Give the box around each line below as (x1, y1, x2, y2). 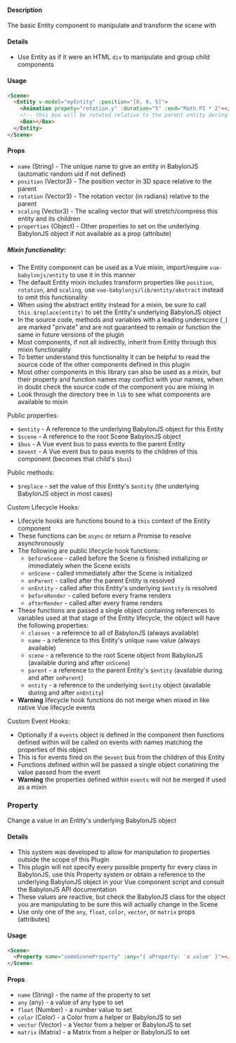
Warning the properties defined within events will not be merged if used (17, 775, 226, 784)
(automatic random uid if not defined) (17, 169, 126, 178)
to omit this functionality (17, 292, 88, 302)
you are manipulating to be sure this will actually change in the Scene (17, 900, 218, 909)
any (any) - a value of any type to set (17, 998, 124, 1006)
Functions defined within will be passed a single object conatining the (17, 760, 219, 769)
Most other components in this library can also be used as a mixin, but (17, 368, 221, 376)
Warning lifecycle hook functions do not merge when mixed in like (17, 696, 210, 704)
